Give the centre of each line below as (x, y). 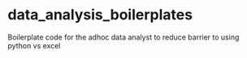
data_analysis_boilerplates (100, 15)
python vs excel (34, 45)
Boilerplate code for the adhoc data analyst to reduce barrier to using (123, 37)
